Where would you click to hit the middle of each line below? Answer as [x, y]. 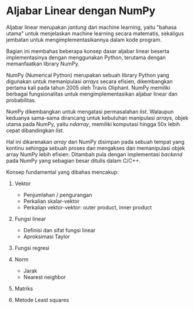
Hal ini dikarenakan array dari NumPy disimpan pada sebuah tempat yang [96, 142]
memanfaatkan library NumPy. [43, 64]
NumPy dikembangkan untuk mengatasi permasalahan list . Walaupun [90, 111]
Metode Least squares [42, 300]
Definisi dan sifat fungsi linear [59, 230]
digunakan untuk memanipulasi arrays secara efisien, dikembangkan [90, 81]
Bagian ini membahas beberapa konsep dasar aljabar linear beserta [88, 51]
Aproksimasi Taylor [47, 236]
